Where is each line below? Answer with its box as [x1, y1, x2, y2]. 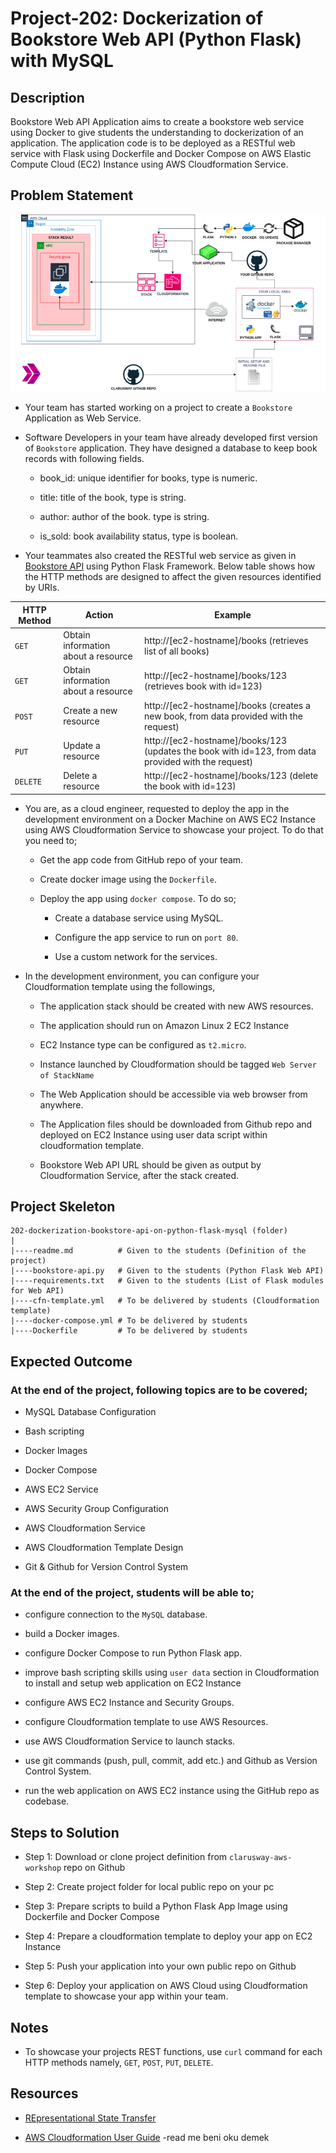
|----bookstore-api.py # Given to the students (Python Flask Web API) [10, 1266, 325, 1276]
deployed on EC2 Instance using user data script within [39, 1128, 268, 1141]
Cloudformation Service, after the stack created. [39, 1169, 240, 1181]
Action [84, 609, 114, 621]
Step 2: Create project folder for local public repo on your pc [24, 1881, 275, 1893]
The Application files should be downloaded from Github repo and [39, 1118, 313, 1130]
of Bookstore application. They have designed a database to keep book [24, 442, 318, 454]
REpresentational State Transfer [24, 2112, 157, 2124]
